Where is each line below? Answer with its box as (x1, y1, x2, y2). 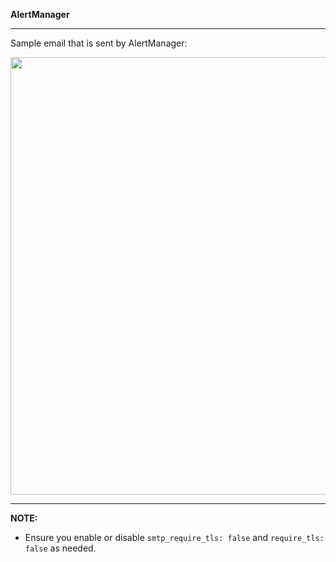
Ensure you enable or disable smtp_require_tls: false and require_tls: (24, 532, 325, 543)
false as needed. (24, 542, 97, 554)
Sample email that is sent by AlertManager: (10, 37, 188, 49)
